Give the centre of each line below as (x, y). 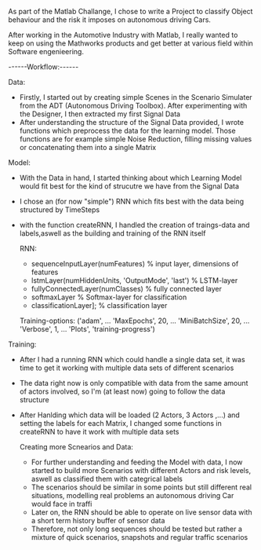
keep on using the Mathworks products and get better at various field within (130, 43)
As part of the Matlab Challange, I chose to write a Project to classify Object (130, 11)
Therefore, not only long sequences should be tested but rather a (137, 529)
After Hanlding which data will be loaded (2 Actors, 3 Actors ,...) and (130, 415)
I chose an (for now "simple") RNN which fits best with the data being (132, 201)
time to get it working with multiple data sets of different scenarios (127, 368)
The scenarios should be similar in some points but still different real (141, 487)
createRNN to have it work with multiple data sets (99, 432)
